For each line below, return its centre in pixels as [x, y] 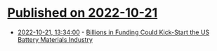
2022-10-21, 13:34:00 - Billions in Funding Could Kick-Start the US [113, 32]
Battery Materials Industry [55, 39]
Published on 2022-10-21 [83, 13]
